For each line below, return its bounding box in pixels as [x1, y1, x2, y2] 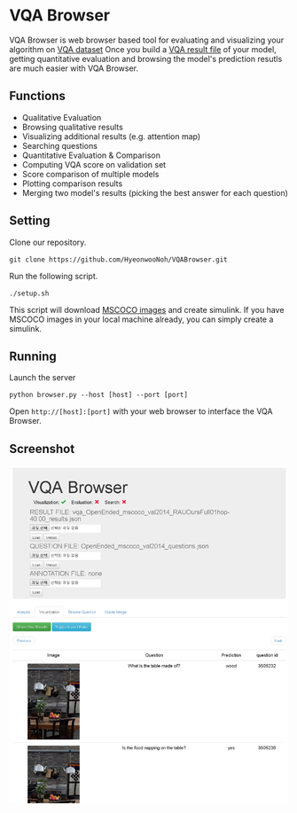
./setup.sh [9, 289, 50, 298]
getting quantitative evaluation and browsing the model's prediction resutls [9, 53, 283, 64]
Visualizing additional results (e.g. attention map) [21, 130, 201, 142]
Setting [9, 214, 51, 229]
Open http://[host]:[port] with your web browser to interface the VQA [9, 406, 273, 417]
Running [9, 348, 58, 364]
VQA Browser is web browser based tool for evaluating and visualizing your [9, 35, 285, 45]
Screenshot [9, 441, 75, 457]
